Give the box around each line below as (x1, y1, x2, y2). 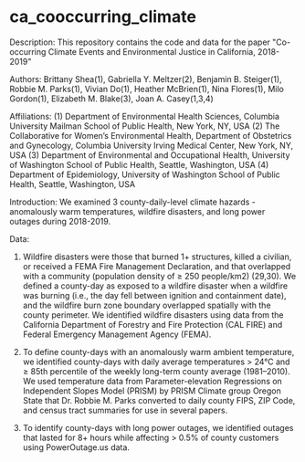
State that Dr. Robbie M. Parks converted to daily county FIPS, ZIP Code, (22, 394, 296, 405)
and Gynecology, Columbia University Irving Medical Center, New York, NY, (9, 140, 294, 151)
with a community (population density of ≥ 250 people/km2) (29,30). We (22, 270, 297, 281)
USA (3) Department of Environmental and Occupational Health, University (9, 149, 290, 161)
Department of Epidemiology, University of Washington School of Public (9, 169, 280, 180)
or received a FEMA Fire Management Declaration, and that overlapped (22, 260, 291, 271)
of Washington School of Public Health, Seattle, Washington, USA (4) (9, 159, 269, 170)
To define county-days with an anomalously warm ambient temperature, (22, 346, 295, 357)
